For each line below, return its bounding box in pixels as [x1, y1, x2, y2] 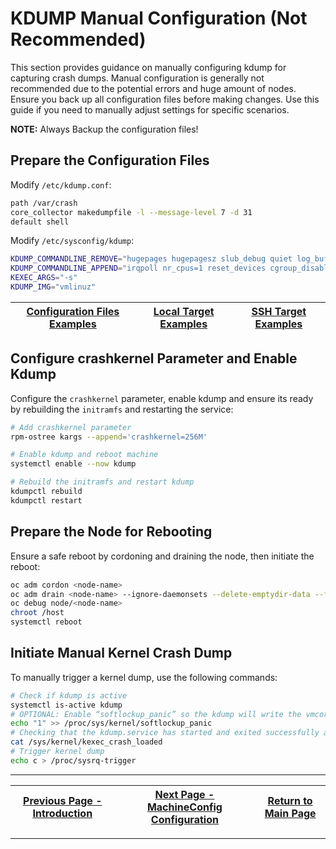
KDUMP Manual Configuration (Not [10, 7, 308, 30]
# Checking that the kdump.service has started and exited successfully [10, 728, 320, 738]
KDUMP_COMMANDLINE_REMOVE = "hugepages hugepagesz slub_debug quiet [10, 254, 293, 264]
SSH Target [251, 304, 307, 318]
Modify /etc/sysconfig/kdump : [10, 235, 135, 247]
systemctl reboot [10, 617, 83, 627]
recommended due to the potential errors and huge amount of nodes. [10, 82, 297, 94]
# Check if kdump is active [10, 690, 128, 701]
